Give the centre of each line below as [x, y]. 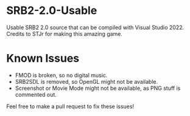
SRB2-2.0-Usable [52, 11]
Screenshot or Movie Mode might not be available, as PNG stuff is [98, 88]
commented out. [36, 94]
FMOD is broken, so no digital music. [61, 75]
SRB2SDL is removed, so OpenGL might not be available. [86, 81]
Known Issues [43, 59]
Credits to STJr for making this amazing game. [65, 33]
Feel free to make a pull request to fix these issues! [70, 106]
